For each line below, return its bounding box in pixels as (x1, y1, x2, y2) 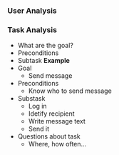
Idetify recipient (28, 109, 75, 118)
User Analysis (7, 6, 57, 16)
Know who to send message (28, 86, 112, 95)
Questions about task (17, 132, 81, 141)
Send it (28, 124, 50, 134)
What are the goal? (17, 41, 73, 50)
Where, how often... (28, 140, 87, 149)
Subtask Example (17, 56, 70, 65)
